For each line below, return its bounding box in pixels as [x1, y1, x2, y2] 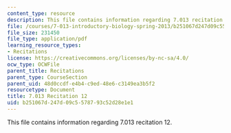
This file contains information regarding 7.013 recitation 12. [7, 118, 173, 126]
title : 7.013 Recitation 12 [7, 93, 88, 100]
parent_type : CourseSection [7, 73, 88, 81]
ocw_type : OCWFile [7, 61, 60, 68]
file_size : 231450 [7, 29, 60, 36]
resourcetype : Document [7, 86, 76, 93]
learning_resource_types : [7, 42, 81, 49]
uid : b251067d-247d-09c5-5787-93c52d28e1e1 [7, 99, 134, 106]
